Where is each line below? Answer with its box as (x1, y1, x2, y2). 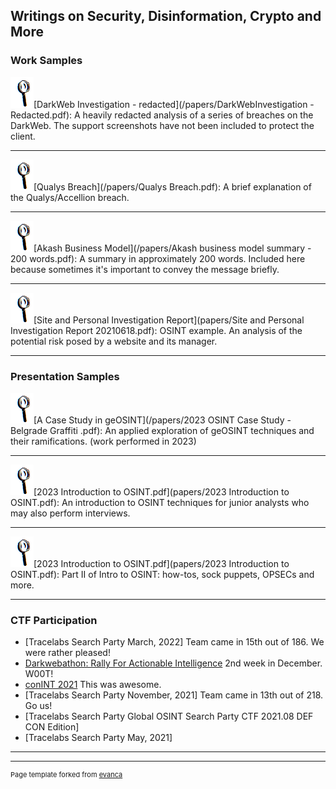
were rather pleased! (24, 647, 111, 659)
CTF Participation (10, 613, 98, 627)
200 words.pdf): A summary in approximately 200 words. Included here (10, 252, 306, 264)
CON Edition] (24, 721, 80, 733)
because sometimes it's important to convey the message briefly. (10, 263, 280, 275)
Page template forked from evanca (10, 770, 123, 780)
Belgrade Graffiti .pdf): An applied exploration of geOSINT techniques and (10, 424, 315, 436)
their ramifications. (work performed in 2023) (10, 435, 197, 447)
